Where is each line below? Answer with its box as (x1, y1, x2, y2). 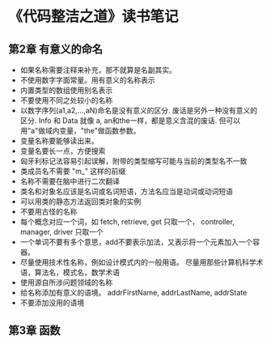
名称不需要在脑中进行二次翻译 (19, 176, 120, 186)
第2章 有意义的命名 (8, 42, 104, 56)
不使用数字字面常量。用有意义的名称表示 (19, 75, 155, 85)
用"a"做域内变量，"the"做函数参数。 (19, 126, 141, 135)
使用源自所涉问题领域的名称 (19, 278, 113, 287)
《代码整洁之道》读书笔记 (8, 7, 180, 26)
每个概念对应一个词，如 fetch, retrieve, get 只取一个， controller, (19, 217, 235, 227)
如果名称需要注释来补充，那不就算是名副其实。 (19, 66, 176, 74)
